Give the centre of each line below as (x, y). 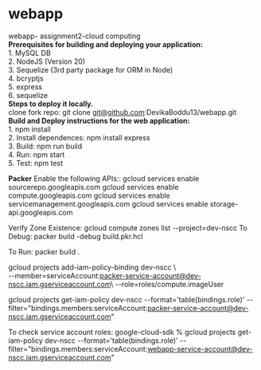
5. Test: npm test (36, 163)
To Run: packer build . (44, 251)
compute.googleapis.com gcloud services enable (90, 195)
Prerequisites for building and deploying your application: (105, 44)
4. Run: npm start (37, 154)
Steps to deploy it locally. (51, 104)
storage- (224, 203)
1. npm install (30, 129)
